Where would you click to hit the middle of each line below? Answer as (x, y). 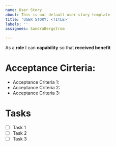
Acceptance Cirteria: (50, 68)
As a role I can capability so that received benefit (58, 48)
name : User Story (24, 10)
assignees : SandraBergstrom (35, 29)
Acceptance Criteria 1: (36, 82)
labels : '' (17, 24)
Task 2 (20, 133)
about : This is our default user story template (58, 15)
